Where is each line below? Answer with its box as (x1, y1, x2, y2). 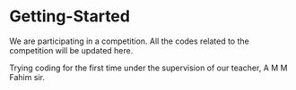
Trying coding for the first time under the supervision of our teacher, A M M (9, 62, 288, 73)
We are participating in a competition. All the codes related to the (9, 36, 249, 46)
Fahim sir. (9, 71, 45, 82)
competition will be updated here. (9, 45, 134, 55)
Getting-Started (9, 6, 130, 27)
